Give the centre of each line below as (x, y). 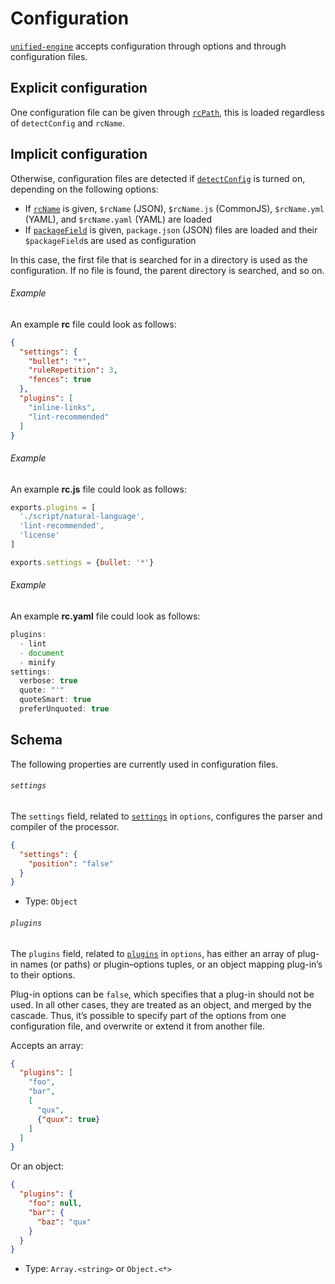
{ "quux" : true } (68, 1119)
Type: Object (51, 901)
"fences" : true (60, 380)
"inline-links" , (62, 407)
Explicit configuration (79, 88)
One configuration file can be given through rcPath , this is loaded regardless (167, 112)
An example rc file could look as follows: (93, 324)
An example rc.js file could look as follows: (98, 489)
